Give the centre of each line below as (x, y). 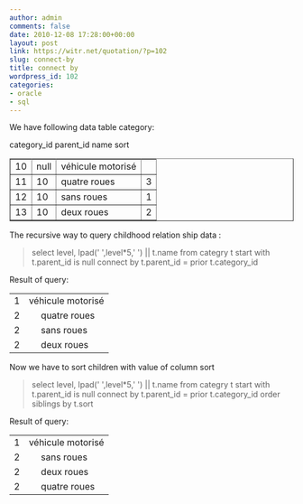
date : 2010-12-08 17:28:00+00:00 (72, 34)
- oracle (26, 93)
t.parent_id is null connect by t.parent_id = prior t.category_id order (156, 395)
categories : (32, 85)
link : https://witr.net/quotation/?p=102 (88, 51)
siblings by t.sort (62, 404)
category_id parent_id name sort (69, 145)
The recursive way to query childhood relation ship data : (115, 235)
